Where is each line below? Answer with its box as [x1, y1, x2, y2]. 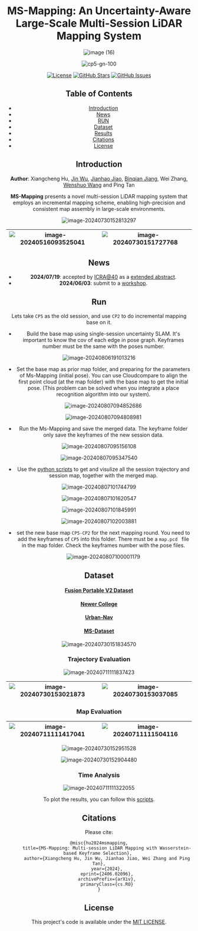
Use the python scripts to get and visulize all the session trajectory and [17, 465, 190, 473]
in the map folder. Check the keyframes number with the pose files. [21, 542, 186, 549]
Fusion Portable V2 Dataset [64, 587, 134, 594]
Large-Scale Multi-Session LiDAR [15, 17, 183, 30]
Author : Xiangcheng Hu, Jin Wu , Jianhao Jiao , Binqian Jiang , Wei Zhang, [10, 175, 188, 182]
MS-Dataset [84, 627, 114, 634]
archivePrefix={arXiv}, [77, 876, 137, 883]
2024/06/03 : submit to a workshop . [59, 279, 148, 287]
